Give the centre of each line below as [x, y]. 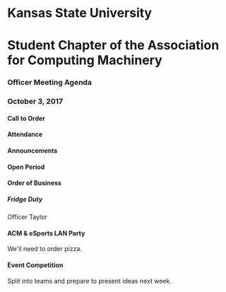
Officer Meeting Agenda [49, 83]
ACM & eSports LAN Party [46, 233]
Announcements [32, 151]
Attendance [25, 134]
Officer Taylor [27, 217]
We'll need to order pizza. [45, 249]
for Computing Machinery [85, 60]
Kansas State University [80, 13]
